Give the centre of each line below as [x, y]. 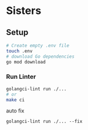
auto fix [15, 111]
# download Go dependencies [40, 57]
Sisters [24, 11]
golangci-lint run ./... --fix [44, 122]
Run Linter [21, 77]
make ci [16, 100]
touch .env [19, 51]
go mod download [26, 62]
